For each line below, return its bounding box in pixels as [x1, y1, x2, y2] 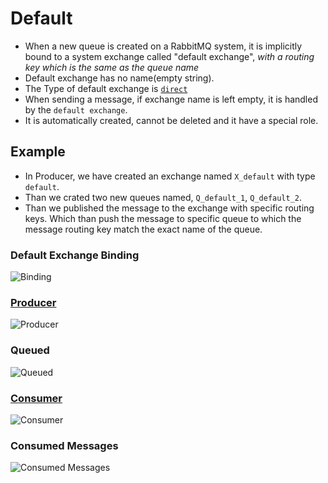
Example [10, 143, 66, 161]
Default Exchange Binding [10, 248, 140, 262]
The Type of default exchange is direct [24, 82, 188, 94]
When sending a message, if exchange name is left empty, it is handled [24, 93, 318, 105]
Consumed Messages [10, 438, 119, 452]
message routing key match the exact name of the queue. [24, 223, 263, 235]
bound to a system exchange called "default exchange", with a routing [24, 50, 315, 62]
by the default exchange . [24, 103, 128, 116]
